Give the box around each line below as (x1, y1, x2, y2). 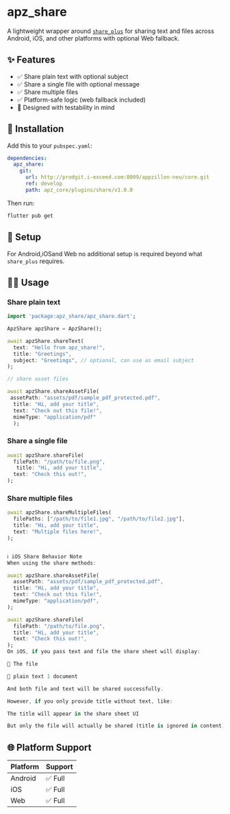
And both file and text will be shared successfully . (7, 685, 164, 692)
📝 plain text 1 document (7, 672, 78, 680)
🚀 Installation (7, 123, 64, 135)
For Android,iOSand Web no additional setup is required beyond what (7, 249, 203, 258)
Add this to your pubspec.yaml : (7, 142, 92, 150)
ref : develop (25, 180, 63, 188)
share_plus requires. (7, 257, 65, 265)
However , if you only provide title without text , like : (7, 698, 173, 705)
